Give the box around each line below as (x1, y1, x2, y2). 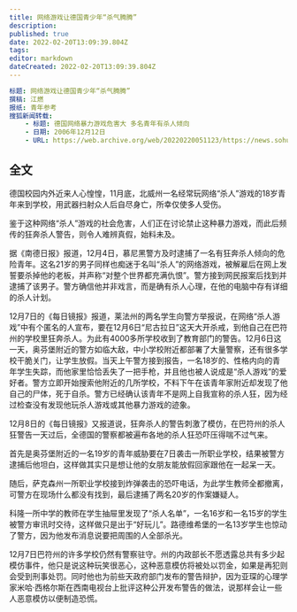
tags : (9, 46, 29, 55)
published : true (9, 29, 69, 38)
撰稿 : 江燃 (9, 95, 44, 104)
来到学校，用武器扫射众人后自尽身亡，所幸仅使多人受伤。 (16, 198, 226, 209)
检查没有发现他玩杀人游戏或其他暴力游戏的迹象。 (16, 399, 195, 410)
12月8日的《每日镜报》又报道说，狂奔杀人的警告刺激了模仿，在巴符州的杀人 (9, 418, 286, 429)
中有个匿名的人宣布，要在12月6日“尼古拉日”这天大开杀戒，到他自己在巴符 (20, 321, 288, 332)
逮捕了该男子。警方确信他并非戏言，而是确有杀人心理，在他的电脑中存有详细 (9, 281, 288, 291)
